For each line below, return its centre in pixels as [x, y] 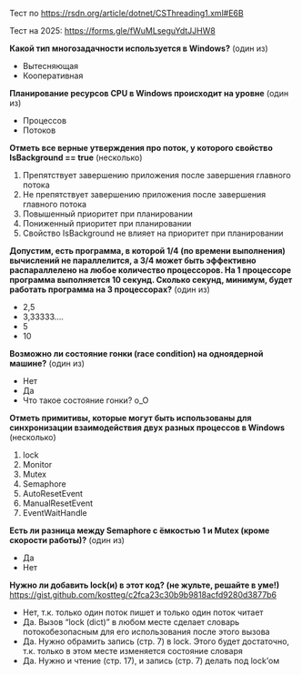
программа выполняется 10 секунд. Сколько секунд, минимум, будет [151, 280]
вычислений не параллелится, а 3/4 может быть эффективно [133, 260]
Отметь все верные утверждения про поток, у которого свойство [141, 148]
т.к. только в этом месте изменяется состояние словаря [133, 651]
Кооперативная [53, 76]
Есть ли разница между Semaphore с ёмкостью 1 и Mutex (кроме [140, 530]
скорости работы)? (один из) [67, 540]
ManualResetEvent [58, 503]
